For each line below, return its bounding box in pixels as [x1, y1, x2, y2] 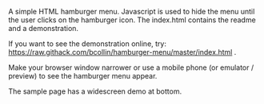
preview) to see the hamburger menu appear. [8, 71, 158, 80]
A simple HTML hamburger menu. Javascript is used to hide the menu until [8, 7, 255, 16]
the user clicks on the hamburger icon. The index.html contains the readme [8, 15, 256, 25]
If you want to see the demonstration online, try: [8, 39, 166, 48]
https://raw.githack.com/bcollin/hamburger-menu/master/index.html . [8, 48, 237, 56]
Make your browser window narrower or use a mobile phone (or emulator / [8, 63, 254, 72]
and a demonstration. [8, 24, 78, 33]
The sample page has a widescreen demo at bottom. [8, 87, 182, 96]
